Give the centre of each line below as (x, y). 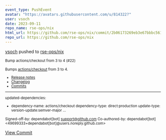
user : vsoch (17, 19)
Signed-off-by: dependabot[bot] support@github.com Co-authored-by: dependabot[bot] (81, 119)
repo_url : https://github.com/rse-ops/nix (49, 38)
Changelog (21, 82)
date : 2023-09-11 (23, 24)
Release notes (23, 77)
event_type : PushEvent (28, 10)
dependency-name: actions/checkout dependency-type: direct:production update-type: (86, 106)
